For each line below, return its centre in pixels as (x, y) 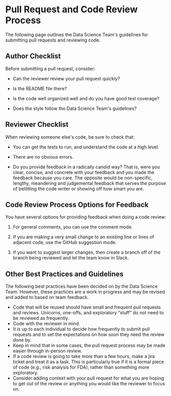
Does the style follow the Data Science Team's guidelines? (75, 108)
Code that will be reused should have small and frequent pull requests (87, 307)
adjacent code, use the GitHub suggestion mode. (65, 242)
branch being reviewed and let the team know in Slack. (71, 258)
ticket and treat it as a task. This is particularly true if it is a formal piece (88, 362)
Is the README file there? (40, 88)
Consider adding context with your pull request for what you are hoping (88, 378)
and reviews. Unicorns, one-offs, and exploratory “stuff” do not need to (88, 313)
